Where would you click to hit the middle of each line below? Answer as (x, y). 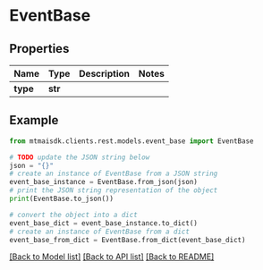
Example (34, 120)
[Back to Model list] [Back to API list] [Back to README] (112, 257)
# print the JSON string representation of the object (114, 190)
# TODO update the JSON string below (80, 157)
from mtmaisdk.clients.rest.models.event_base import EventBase (131, 141)
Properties (39, 49)
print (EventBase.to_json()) (62, 199)
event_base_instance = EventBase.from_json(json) (104, 182)
